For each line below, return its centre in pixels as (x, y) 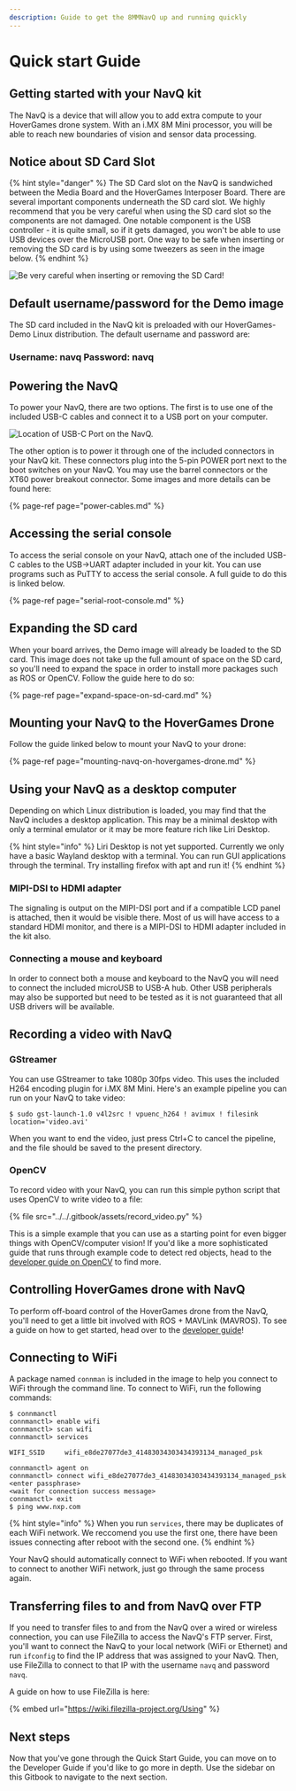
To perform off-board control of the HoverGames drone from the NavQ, (139, 1311)
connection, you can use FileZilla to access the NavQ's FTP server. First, (141, 1637)
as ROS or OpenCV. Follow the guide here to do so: (102, 678)
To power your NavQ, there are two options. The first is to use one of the (141, 407)
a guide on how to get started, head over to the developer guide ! (127, 1329)
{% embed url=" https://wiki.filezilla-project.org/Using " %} (115, 1709)
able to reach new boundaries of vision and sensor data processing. (133, 134)
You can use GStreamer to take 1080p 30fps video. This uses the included (144, 1078)
